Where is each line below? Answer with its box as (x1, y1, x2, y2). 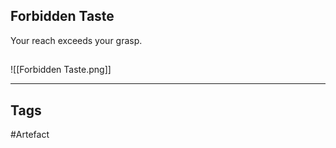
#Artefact (10, 129, 50, 141)
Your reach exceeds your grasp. (10, 34, 143, 46)
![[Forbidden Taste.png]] (10, 64, 112, 76)
